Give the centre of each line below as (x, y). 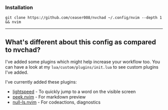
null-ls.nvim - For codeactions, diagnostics (56, 102)
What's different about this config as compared (81, 42)
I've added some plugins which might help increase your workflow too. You (83, 62)
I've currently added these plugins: (41, 82)
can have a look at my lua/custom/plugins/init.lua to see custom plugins (82, 67)
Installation (19, 7)
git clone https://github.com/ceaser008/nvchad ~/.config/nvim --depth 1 (84, 18)
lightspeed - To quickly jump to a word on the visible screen (74, 92)
